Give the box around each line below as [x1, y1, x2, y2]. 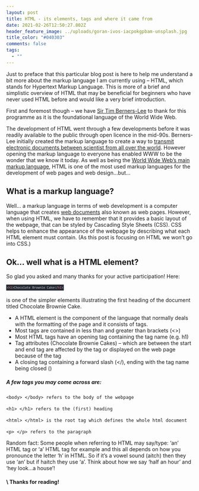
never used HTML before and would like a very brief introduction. [6, 96, 166, 103]
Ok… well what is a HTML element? [6, 257, 139, 267]
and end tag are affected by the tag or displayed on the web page [14, 346, 176, 353]
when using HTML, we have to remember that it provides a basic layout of [6, 214, 187, 222]
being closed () [14, 365, 52, 372]
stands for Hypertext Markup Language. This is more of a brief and [6, 83, 170, 90]
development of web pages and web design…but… [6, 169, 131, 176]
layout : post [6, 9, 39, 15]
